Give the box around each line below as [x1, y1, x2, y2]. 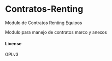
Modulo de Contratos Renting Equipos [5, 20, 83, 26]
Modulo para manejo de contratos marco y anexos [5, 29, 107, 35]
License [5, 40, 22, 46]
